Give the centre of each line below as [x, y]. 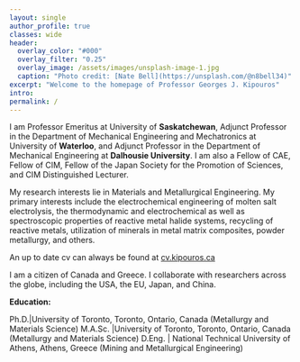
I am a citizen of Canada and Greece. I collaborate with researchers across [148, 275]
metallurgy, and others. [52, 240]
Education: [30, 302]
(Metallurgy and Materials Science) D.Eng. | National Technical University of [150, 339]
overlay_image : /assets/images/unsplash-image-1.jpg [118, 68]
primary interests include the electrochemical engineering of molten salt [143, 202]
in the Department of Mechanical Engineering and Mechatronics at [133, 137]
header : [24, 43]
